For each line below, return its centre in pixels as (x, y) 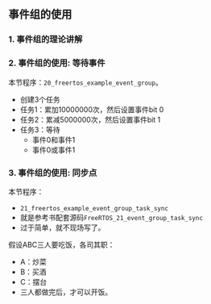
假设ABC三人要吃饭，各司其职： (62, 244)
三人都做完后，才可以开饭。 (66, 292)
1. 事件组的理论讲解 (46, 40)
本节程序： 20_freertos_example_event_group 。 (85, 82)
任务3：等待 (40, 129)
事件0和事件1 (54, 140)
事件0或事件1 (54, 150)
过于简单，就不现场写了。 (62, 227)
